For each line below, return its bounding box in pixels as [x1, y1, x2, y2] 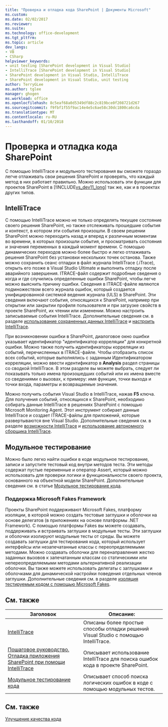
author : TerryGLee [5, 82, 43, 87]
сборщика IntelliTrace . [5, 428, 52, 434]
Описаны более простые [83, 619, 144, 626]
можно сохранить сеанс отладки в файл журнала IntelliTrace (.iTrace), [5, 260, 155, 266]
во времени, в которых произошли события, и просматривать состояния [5, 239, 162, 245]
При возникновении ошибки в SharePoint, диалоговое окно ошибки [5, 333, 149, 339]
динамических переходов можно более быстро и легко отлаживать [5, 249, 151, 255]
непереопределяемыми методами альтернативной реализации [5, 560, 141, 566]
